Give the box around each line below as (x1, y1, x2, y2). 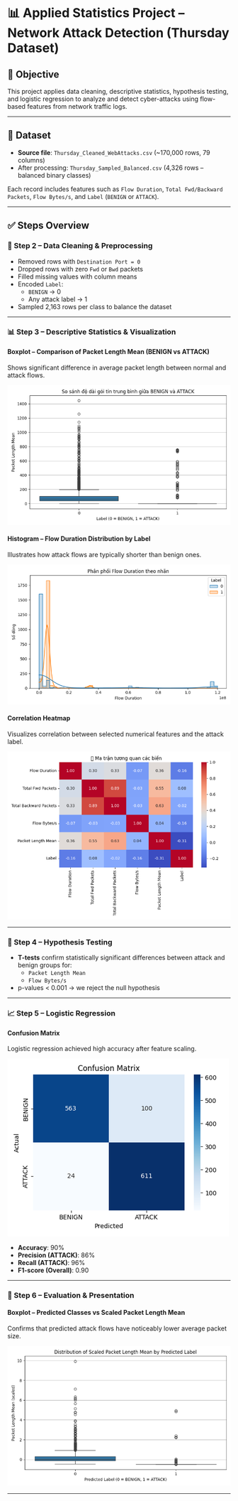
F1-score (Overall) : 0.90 (17, 1266, 89, 1275)
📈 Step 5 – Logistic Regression (7, 1008, 115, 1018)
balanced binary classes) (17, 171, 91, 179)
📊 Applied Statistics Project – (7, 5, 185, 21)
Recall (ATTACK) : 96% (17, 1259, 86, 1267)
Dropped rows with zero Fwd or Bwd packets (17, 264, 144, 273)
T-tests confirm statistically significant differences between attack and (17, 953, 225, 962)
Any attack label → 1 (28, 295, 87, 303)
